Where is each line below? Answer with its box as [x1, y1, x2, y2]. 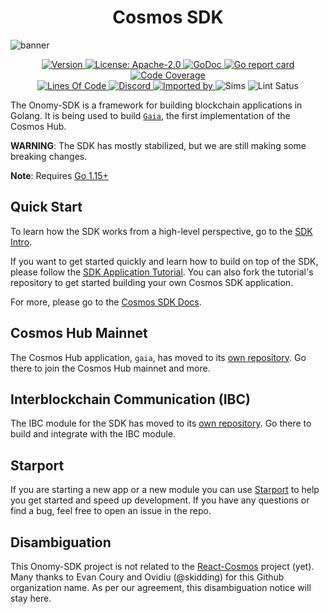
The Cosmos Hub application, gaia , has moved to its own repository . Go [10, 351, 307, 363]
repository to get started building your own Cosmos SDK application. [10, 276, 294, 288]
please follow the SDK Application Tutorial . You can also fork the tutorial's [10, 266, 314, 278]
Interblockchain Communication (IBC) [10, 391, 251, 408]
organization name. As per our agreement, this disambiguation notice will [10, 582, 312, 593]
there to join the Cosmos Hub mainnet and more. [10, 362, 211, 374]
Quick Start [10, 199, 83, 216]
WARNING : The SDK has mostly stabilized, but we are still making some [10, 139, 307, 151]
